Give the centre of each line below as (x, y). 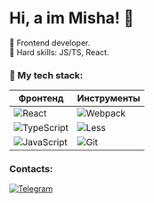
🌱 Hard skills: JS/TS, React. (59, 52)
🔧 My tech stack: (46, 75)
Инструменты (109, 99)
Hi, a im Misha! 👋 (72, 18)
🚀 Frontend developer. (50, 43)
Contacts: (31, 169)
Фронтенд (41, 99)
